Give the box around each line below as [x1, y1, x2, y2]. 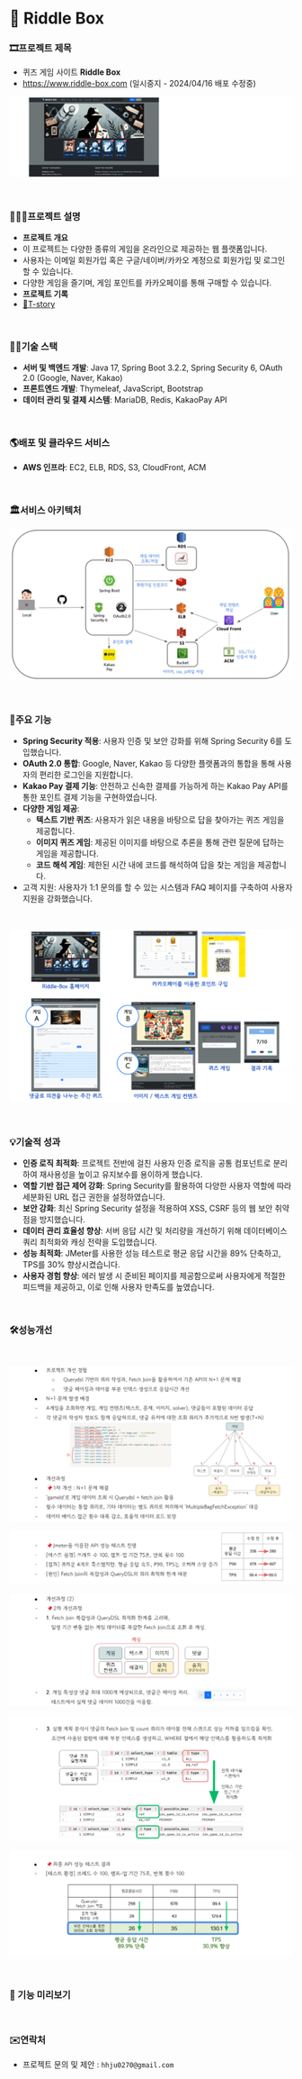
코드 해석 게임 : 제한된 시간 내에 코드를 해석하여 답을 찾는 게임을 [35, 859, 256, 870]
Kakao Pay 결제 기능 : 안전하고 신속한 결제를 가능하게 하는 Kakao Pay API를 [22, 781, 289, 792]
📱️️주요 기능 [9, 713, 52, 726]
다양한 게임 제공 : [22, 803, 80, 814]
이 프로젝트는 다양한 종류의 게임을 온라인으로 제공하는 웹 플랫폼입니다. [22, 243, 268, 255]
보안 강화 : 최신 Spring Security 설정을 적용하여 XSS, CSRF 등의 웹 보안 [22, 1203, 273, 1214]
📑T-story [22, 299, 56, 310]
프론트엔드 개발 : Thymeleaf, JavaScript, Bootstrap [22, 383, 204, 395]
